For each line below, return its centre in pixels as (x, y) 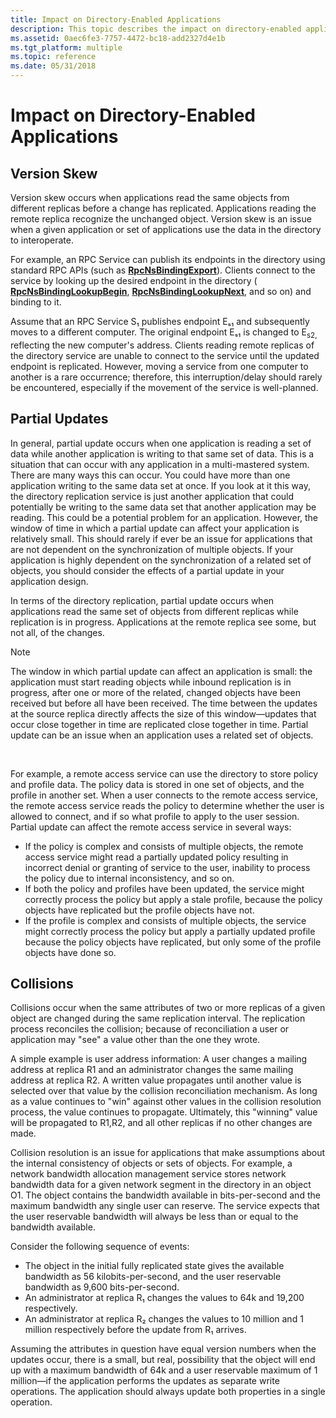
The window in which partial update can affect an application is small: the (161, 671)
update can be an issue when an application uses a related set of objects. (162, 735)
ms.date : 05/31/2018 (53, 66)
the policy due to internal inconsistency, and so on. (129, 878)
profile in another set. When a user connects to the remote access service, (164, 795)
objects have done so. (70, 952)
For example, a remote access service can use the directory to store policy (164, 773)
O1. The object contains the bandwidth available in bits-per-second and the (165, 1195)
